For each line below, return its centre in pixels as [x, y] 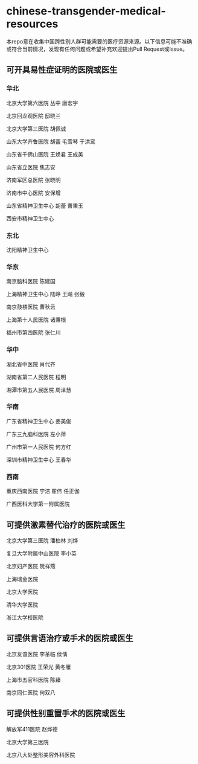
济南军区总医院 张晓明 [34, 180]
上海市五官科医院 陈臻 [34, 679]
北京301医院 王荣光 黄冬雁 [39, 667]
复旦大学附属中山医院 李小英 [41, 553]
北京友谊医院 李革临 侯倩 [37, 654]
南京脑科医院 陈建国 [31, 281]
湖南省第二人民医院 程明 [36, 377]
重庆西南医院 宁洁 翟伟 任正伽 [43, 491]
